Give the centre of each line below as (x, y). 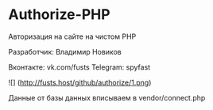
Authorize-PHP (59, 15)
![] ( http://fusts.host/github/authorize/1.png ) (80, 82)
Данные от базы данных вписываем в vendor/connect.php (107, 97)
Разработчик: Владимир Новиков (65, 51)
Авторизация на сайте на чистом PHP (72, 36)
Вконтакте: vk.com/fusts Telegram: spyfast (79, 67)
